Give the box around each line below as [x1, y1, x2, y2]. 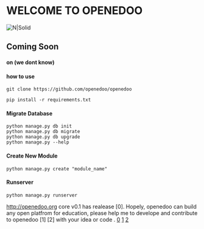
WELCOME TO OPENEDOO [6, 4, 143, 18]
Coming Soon [6, 42, 59, 52]
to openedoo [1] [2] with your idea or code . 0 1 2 [6, 216, 129, 223]
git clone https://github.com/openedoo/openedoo [6, 86, 132, 92]
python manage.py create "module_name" [6, 165, 108, 172]
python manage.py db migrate [6, 129, 80, 135]
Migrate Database [6, 109, 53, 117]
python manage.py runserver [6, 192, 78, 198]
